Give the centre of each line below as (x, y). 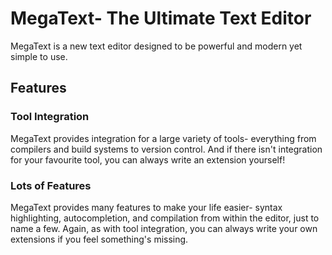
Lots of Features (51, 185)
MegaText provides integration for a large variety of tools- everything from (163, 138)
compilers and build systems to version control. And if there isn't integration (166, 149)
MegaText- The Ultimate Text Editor (161, 18)
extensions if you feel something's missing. (99, 239)
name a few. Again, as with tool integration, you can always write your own (164, 228)
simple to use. (39, 56)
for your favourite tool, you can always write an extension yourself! (148, 159)
